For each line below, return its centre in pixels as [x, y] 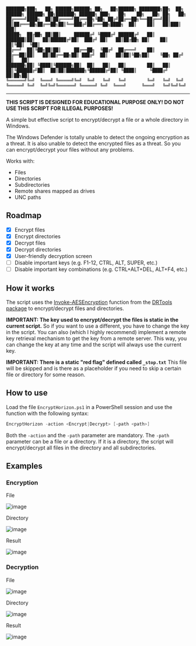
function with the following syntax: [48, 413]
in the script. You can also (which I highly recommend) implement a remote [96, 332]
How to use [27, 393]
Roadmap [24, 216]
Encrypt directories [38, 236]
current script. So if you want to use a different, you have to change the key [98, 326]
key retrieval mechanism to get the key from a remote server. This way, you [97, 339]
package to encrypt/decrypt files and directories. [65, 308]
